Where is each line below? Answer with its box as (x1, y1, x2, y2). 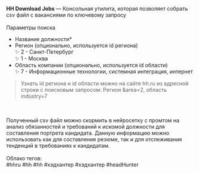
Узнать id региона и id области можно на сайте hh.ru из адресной (20, 80, 189, 87)
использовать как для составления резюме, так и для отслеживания (6, 136, 182, 142)
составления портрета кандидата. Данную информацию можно (6, 129, 170, 136)
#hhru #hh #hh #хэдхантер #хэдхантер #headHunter (6, 161, 139, 168)
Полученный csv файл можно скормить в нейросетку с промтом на (6, 117, 180, 124)
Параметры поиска (6, 24, 55, 31)
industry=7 (20, 92, 48, 100)
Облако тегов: (6, 155, 42, 161)
